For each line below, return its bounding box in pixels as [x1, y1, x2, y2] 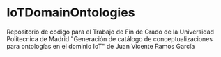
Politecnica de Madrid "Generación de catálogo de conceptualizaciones [6, 34, 213, 43]
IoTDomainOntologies [6, 5, 135, 21]
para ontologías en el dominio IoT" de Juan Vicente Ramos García [6, 42, 195, 50]
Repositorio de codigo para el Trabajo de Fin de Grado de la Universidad [6, 27, 214, 36]
